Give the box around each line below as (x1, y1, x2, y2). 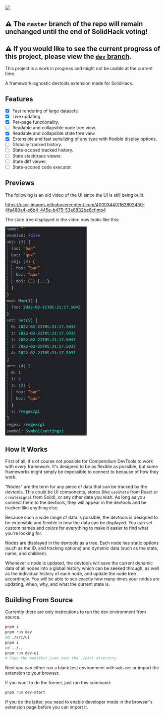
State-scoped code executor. (12, 164, 72, 170)
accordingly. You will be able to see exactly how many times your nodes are (5, 576, 160, 582)
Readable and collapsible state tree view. (12, 130, 96, 136)
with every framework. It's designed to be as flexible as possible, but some (5, 464, 158, 470)
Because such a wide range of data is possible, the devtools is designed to (5, 514, 158, 521)
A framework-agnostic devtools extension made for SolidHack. (5, 80, 134, 86)
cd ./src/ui (5, 635, 30, 640)
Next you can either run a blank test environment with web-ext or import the (5, 665, 160, 671)
